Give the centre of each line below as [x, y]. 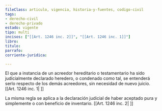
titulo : [13, 46]
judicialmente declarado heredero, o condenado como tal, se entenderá [78, 78]
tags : [11, 14]
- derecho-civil [22, 19]
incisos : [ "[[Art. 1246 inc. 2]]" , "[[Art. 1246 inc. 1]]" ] [68, 37]
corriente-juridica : [26, 55]
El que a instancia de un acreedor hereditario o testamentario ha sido [75, 73]
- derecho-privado [24, 23]
